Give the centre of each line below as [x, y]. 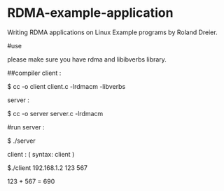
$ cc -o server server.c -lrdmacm [55, 113]
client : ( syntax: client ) [41, 154]
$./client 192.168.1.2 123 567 [48, 168]
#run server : [26, 127]
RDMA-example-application [90, 13]
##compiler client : [34, 73]
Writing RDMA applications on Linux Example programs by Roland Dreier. [113, 32]
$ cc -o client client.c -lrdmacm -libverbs [66, 86]
